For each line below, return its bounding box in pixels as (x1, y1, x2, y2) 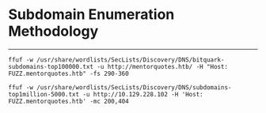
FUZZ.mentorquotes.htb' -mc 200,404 (8, 97, 129, 105)
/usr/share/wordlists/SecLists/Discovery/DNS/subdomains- (36, 83, 232, 92)
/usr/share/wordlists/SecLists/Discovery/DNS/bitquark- (36, 55, 225, 64)
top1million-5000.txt (8, 90, 80, 98)
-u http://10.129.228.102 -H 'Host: (82, 90, 203, 98)
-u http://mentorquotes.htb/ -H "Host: (96, 62, 228, 70)
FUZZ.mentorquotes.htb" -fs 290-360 (8, 70, 129, 77)
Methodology (8, 22, 99, 40)
